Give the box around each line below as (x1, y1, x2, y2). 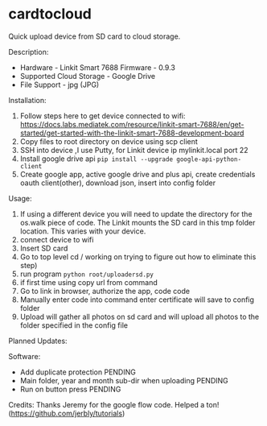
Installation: (8, 95, 47, 105)
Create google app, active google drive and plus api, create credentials (19, 169, 256, 179)
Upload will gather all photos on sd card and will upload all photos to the (19, 312, 260, 321)
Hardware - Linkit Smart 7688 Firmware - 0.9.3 (19, 62, 175, 72)
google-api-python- (176, 155, 242, 163)
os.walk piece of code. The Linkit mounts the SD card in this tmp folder (19, 217, 256, 227)
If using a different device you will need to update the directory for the (19, 209, 253, 218)
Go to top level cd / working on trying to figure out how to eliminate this (19, 251, 257, 262)
